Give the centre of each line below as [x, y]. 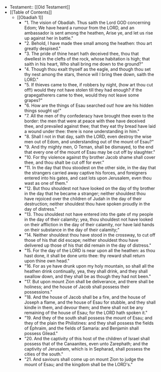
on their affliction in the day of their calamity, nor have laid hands [89, 225]
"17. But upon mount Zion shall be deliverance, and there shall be [89, 282]
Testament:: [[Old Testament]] [40, 7]
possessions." [38, 292]
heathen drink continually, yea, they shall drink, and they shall [86, 271]
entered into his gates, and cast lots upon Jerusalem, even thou [88, 178]
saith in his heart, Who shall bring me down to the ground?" [84, 64]
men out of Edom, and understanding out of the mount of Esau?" [89, 142]
